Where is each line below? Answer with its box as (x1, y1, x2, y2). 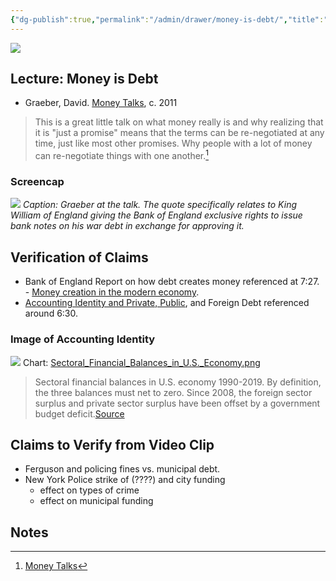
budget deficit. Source (34, 407, 125, 420)
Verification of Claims (10, 249, 149, 266)
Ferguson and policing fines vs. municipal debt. (24, 463, 221, 475)
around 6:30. (24, 307, 79, 320)
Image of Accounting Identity (10, 332, 156, 346)
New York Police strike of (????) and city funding (24, 474, 226, 486)
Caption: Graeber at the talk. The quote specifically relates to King (22, 199, 297, 211)
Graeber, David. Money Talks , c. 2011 (24, 97, 178, 109)
